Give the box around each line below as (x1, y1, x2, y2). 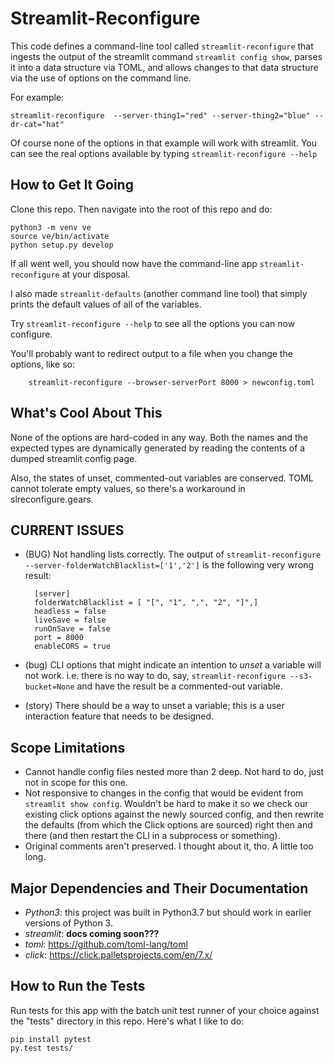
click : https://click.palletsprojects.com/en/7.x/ (24, 949, 213, 961)
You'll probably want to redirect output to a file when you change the (10, 347, 293, 359)
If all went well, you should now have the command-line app (10, 257, 258, 269)
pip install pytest (10, 1034, 92, 1044)
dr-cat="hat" (10, 119, 65, 129)
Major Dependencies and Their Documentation (10, 880, 309, 897)
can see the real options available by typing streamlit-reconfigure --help (10, 147, 318, 159)
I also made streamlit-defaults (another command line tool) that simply (10, 287, 308, 299)
